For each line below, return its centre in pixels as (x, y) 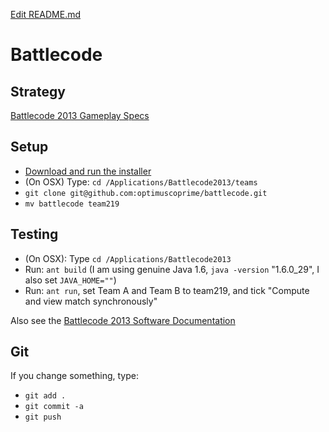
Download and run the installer (88, 171)
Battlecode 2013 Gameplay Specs (80, 115)
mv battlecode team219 (72, 204)
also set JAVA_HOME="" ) (70, 280)
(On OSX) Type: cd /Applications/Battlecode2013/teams (141, 181)
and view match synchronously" (91, 301)
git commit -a (54, 407)
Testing (34, 234)
